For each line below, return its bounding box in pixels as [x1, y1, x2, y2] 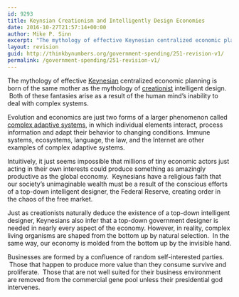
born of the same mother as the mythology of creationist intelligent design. [7, 83, 227, 93]
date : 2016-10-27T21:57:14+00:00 [7, 24, 107, 31]
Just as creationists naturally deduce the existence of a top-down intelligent [7, 208, 230, 217]
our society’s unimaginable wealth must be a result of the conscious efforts [7, 179, 228, 188]
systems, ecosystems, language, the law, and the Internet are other [7, 135, 205, 144]
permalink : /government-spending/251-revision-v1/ [7, 57, 161, 64]
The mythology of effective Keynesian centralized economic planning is [7, 76, 218, 85]
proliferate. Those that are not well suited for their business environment [7, 268, 221, 276]
